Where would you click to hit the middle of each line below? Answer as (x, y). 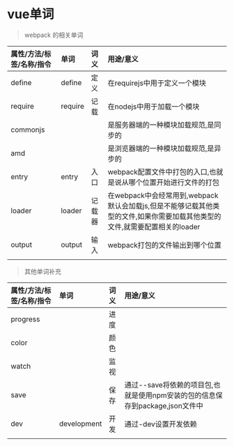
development (80, 424)
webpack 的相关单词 (54, 35)
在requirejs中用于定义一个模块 (157, 83)
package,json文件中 (171, 406)
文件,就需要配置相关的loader (154, 226)
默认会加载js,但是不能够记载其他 (160, 206)
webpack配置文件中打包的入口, (158, 171)
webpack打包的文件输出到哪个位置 (164, 245)
